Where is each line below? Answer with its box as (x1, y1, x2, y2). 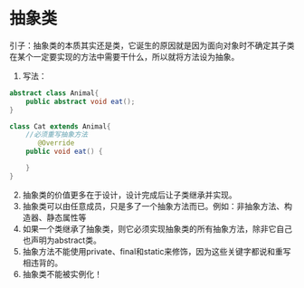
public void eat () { (25, 147, 103, 157)
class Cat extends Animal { (9, 121, 111, 131)
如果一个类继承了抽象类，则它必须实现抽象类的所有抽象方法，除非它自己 (22, 223, 292, 234)
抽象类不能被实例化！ (22, 268, 102, 279)
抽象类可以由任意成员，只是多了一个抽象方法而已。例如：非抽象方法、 (22, 200, 285, 211)
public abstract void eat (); (25, 97, 136, 106)
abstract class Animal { (9, 88, 100, 98)
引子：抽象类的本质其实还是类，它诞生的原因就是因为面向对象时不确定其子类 (9, 40, 295, 51)
